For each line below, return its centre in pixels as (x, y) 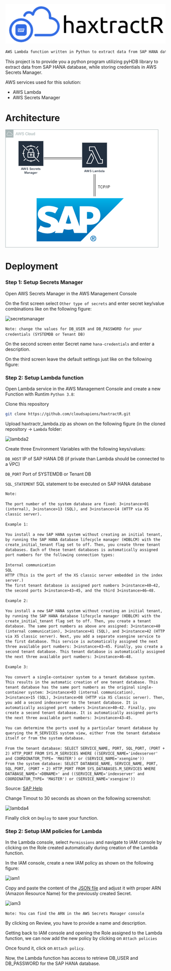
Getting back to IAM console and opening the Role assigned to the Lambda (84, 933)
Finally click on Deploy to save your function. (52, 818)
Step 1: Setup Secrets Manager (44, 283)
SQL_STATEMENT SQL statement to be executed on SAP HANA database (78, 484)
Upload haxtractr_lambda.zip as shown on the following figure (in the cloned (85, 424)
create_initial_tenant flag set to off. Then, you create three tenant (83, 545)
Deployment (32, 267)
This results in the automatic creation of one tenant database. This (82, 682)
